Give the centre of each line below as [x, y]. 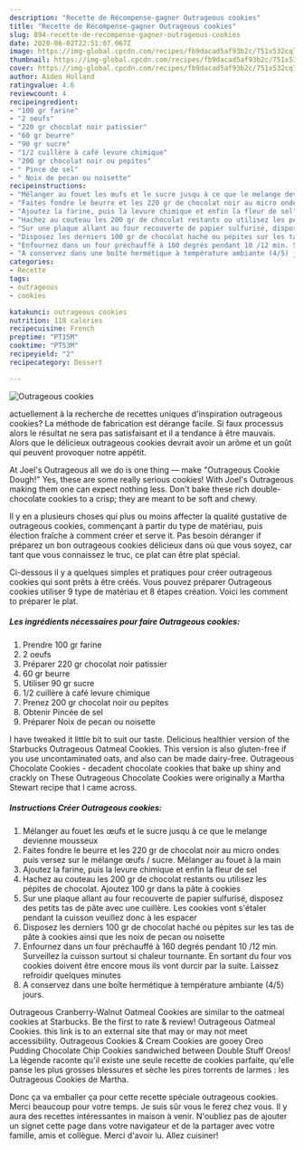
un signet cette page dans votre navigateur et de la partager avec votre [142, 1126]
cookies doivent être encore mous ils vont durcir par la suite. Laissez [150, 965]
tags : [19, 279]
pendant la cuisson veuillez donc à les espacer [109, 917]
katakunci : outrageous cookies [68, 312]
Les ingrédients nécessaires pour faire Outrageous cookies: [125, 622]
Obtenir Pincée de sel [63, 712]
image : [22, 52]
